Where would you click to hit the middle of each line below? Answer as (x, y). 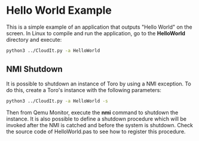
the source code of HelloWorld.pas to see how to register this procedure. (96, 131)
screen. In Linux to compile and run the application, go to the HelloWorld (96, 33)
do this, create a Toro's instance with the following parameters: (84, 90)
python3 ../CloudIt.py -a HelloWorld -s (57, 101)
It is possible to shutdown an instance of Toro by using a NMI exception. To (99, 84)
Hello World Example (59, 10)
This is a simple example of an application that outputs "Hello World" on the (99, 27)
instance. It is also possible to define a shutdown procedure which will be (97, 119)
